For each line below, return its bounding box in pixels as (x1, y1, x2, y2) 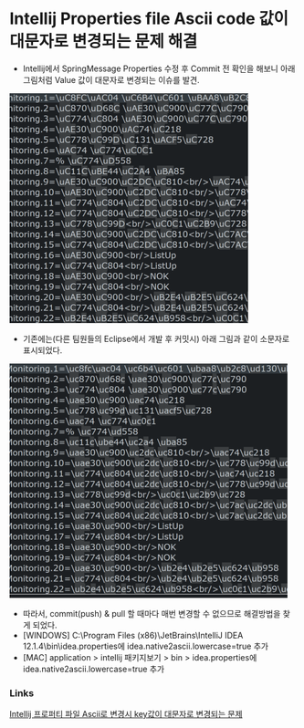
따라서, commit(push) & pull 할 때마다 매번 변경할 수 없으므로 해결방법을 (22, 608, 281, 619)
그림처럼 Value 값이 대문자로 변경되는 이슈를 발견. (22, 74, 200, 85)
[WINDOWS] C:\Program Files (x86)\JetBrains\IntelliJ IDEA (22, 629, 244, 640)
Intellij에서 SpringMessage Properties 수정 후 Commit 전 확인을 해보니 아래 (22, 63, 296, 74)
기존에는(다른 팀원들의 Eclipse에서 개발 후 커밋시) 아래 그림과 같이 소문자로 (22, 333, 290, 344)
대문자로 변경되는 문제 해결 (9, 31, 198, 52)
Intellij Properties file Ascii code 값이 (9, 8, 289, 29)
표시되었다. (22, 344, 63, 356)
